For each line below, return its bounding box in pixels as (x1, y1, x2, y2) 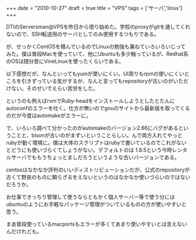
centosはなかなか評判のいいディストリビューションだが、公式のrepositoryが (6, 166, 190, 173)
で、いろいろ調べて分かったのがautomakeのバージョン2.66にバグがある (6, 124, 178, 131)
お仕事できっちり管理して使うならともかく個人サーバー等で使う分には (6, 194, 175, 200)
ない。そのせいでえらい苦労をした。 (11, 85, 98, 92)
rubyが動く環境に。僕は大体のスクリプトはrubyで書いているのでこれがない (6, 139, 187, 146)
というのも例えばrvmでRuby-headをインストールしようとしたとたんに (6, 97, 176, 104)
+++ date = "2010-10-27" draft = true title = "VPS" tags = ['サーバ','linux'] (6, 5, 183, 11)
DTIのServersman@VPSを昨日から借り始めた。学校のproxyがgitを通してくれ (6, 23, 191, 30)
